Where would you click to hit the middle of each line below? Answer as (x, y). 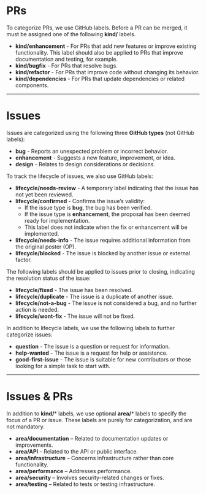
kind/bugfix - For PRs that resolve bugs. (66, 66)
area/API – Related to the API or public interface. (77, 451)
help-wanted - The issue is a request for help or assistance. (91, 353)
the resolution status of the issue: (48, 278)
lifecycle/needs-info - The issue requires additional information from (103, 240)
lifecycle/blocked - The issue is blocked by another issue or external (103, 253)
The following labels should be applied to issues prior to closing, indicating (101, 271)
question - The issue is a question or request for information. (93, 346)
